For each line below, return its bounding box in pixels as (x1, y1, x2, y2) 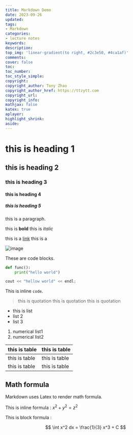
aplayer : (5, 112, 24, 117)
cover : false (5, 60, 33, 65)
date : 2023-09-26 (5, 12, 42, 17)
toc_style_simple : (5, 74, 44, 79)
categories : (5, 31, 31, 36)
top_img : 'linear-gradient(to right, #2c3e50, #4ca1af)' (5, 50, 129, 55)
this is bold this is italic (5, 225, 54, 232)
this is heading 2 (5, 164, 59, 172)
